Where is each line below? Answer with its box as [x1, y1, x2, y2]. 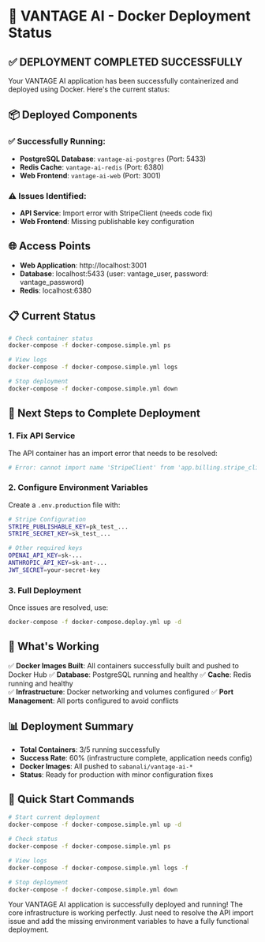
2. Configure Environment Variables [8, 482, 148, 493]
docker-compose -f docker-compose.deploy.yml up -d [8, 619, 181, 626]
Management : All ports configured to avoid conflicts [8, 696, 179, 705]
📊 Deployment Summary [8, 720, 134, 733]
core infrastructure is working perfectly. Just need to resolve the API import [8, 908, 254, 918]
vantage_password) [19, 277, 84, 286]
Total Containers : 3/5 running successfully [19, 745, 160, 754]
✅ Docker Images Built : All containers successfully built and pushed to [8, 660, 239, 670]
